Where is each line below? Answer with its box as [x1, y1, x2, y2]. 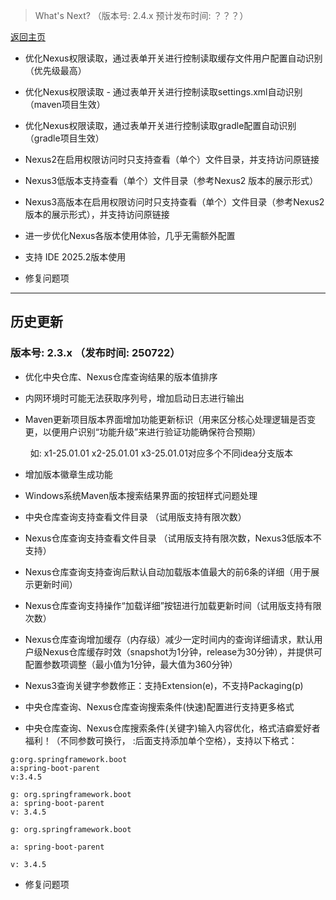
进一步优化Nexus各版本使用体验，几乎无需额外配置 [24, 230, 236, 241]
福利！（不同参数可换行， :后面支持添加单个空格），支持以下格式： [24, 734, 298, 746]
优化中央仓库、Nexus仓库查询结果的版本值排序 [24, 370, 218, 383]
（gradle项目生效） [24, 132, 105, 144]
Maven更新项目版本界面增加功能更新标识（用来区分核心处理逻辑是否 [24, 413, 308, 425]
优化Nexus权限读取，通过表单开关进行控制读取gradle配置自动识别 [24, 120, 297, 131]
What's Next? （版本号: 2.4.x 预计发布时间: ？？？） [34, 10, 249, 21]
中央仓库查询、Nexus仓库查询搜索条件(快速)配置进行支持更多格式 [24, 700, 295, 713]
